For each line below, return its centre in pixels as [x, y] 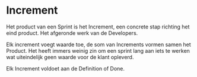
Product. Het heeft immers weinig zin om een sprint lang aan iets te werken [98, 50]
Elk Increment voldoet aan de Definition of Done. [66, 68]
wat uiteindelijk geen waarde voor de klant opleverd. [70, 57]
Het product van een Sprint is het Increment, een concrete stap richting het [98, 27]
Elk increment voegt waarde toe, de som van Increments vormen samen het [99, 44]
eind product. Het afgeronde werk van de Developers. [72, 33]
